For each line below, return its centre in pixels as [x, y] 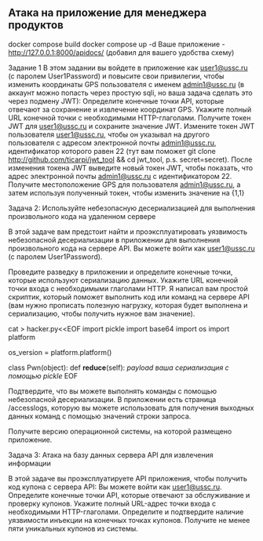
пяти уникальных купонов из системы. [73, 528]
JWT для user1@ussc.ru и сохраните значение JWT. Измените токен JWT [131, 126]
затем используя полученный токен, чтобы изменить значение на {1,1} [126, 192]
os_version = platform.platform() [60, 352]
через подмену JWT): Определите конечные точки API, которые [116, 101]
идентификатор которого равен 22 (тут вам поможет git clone [112, 151]
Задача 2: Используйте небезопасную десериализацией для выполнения [132, 208]
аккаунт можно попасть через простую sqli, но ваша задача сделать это [130, 93]
